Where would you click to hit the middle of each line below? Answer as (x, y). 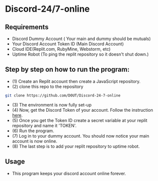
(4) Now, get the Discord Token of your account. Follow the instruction (82, 110)
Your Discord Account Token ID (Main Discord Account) (68, 44)
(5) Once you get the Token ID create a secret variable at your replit (79, 120)
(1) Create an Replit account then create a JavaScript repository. (76, 81)
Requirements (27, 27)
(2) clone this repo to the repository (48, 86)
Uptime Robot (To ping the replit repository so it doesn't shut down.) (80, 54)
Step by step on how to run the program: (67, 70)
